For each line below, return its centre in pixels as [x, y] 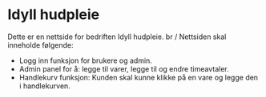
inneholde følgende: [40, 45]
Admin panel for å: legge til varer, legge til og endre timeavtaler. [124, 68]
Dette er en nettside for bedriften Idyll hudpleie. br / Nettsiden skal [117, 37]
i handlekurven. [45, 86]
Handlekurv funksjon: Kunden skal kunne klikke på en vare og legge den [138, 77]
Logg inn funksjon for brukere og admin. [86, 60]
